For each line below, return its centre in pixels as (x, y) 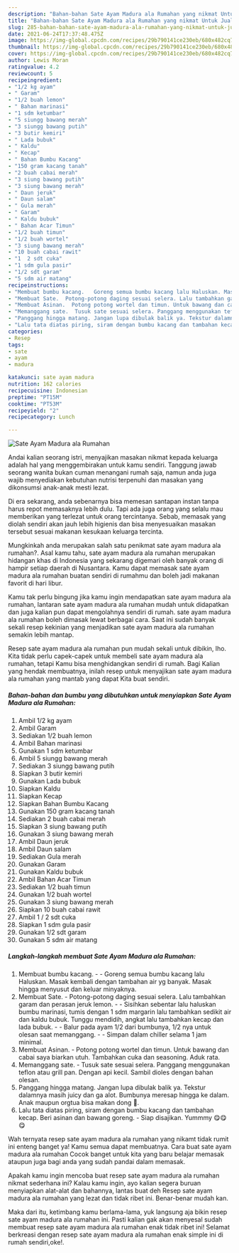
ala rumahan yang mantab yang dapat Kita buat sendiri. (89, 679)
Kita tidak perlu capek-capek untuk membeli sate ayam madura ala (106, 656)
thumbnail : (24, 47)
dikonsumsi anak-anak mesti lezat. (59, 487)
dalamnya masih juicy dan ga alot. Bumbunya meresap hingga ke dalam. (124, 1095)
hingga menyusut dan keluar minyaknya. (77, 989)
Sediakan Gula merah (50, 857)
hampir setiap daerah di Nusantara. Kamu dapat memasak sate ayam (109, 568)
